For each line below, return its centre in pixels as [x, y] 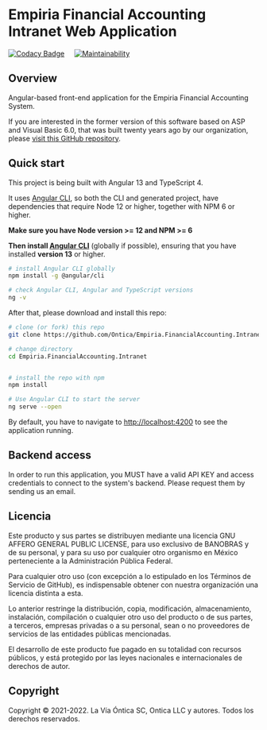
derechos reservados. [44, 718]
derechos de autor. [39, 666]
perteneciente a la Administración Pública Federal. [91, 561]
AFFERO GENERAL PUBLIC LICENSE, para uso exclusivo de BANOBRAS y [128, 544]
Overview [33, 78]
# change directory [41, 349]
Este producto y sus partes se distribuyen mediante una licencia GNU [122, 535]
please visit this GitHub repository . [64, 138]
